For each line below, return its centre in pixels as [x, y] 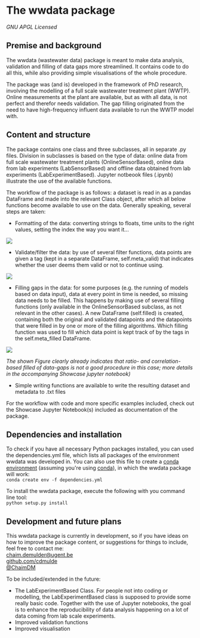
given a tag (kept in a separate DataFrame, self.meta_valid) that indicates [104, 258]
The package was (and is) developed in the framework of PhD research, [95, 84]
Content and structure [48, 135]
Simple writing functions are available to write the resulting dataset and [102, 385]
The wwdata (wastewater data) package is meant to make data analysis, [95, 60]
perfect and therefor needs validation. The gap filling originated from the [96, 103]
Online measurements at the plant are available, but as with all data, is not [97, 97]
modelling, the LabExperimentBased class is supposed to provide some [103, 597]
